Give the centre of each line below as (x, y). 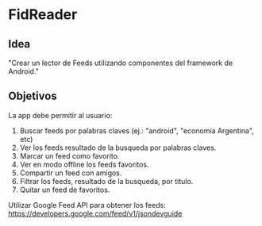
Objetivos (33, 96)
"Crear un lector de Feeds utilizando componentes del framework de (120, 63)
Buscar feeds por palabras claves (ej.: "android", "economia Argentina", (137, 130)
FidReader (43, 15)
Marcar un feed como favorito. (69, 155)
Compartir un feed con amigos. (71, 173)
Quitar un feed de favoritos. (65, 190)
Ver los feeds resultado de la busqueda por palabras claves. (118, 147)
